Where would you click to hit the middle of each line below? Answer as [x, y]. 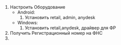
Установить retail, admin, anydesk [60, 17]
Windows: [28, 22]
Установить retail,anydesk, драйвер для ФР [70, 28]
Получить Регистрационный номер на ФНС [56, 33]
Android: [26, 12]
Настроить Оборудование [38, 7]
